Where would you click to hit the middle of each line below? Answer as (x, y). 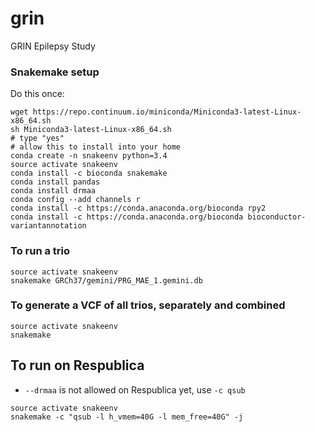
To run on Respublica (77, 365)
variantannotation (48, 226)
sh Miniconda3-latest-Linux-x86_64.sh (91, 130)
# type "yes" (37, 138)
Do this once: (37, 94)
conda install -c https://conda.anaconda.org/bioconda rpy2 (138, 208)
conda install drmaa (53, 191)
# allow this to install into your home (96, 147)
